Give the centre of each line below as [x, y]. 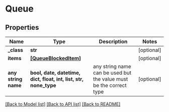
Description [113, 42]
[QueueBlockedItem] [56, 58]
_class [16, 50]
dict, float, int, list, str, [57, 79]
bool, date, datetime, [55, 73]
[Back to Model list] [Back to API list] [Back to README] [63, 104]
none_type [43, 85]
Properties [22, 27]
